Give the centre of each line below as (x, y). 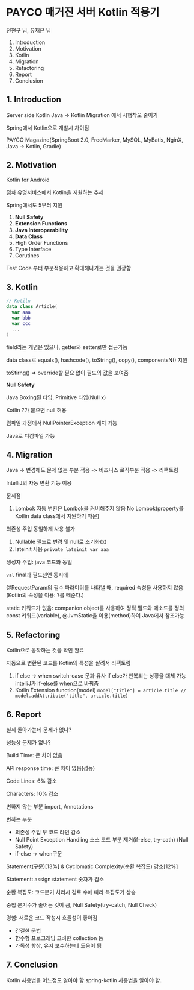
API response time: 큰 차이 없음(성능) (51, 768)
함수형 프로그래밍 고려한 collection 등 (59, 938)
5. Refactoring (33, 635)
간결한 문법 (28, 930)
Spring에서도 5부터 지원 (35, 205)
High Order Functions (41, 242)
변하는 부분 (19, 819)
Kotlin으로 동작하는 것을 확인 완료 (45, 650)
